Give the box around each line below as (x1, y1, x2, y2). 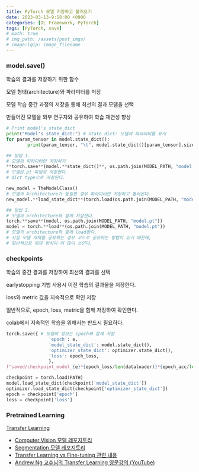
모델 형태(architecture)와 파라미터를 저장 (6, 88, 101, 96)
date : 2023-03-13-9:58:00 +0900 (6, 14, 86, 20)
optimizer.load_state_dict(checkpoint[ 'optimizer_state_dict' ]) (6, 385, 168, 392)
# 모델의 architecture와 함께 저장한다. (6, 213, 95, 218)
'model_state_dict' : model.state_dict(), (48, 342, 152, 348)
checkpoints (6, 254, 43, 262)
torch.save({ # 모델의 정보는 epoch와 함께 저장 (6, 331, 115, 337)
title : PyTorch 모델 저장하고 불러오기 (6, 8, 92, 15)
